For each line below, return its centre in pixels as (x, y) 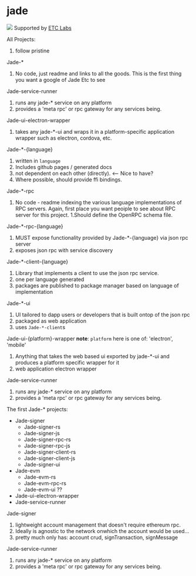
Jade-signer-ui (42, 464)
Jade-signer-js (42, 433)
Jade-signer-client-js (50, 458)
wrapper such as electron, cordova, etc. (63, 138)
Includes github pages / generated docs (63, 167)
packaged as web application (51, 321)
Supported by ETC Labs (43, 28)
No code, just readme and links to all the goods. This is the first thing (98, 73)
